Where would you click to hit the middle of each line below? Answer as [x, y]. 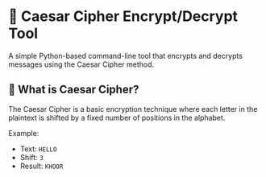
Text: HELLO [38, 149]
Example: [24, 133]
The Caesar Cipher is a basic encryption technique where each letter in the [133, 109]
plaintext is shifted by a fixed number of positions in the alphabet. [117, 117]
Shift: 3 [31, 157]
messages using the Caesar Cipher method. [81, 64]
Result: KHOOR [42, 166]
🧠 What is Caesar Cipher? [74, 90]
